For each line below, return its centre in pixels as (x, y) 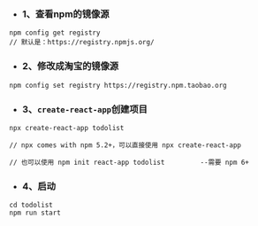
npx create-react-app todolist (67, 128)
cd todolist (31, 206)
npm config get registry (55, 33)
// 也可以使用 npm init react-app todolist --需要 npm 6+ (129, 162)
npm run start (35, 213)
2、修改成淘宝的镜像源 (70, 66)
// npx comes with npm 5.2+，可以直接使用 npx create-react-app (125, 145)
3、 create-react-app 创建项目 (85, 109)
